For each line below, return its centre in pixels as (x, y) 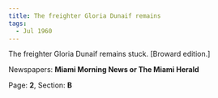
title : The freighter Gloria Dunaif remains (85, 16)
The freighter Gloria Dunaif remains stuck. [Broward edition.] (109, 54)
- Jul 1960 (34, 31)
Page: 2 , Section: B (41, 85)
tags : (17, 23)
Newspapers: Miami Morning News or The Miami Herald (104, 70)
